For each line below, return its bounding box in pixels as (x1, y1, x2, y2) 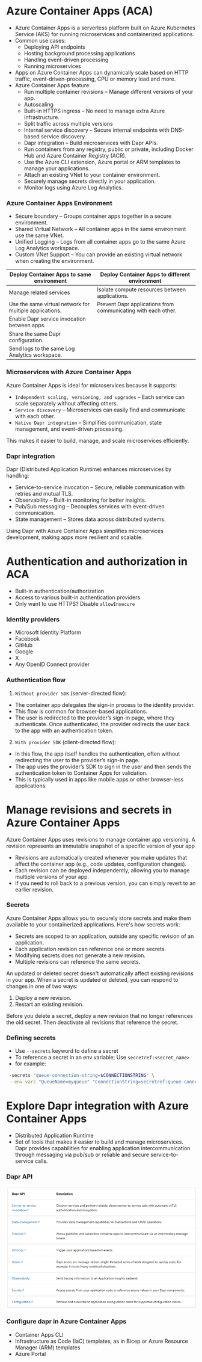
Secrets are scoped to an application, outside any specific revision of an (14, 932, 194, 940)
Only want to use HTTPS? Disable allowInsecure (14, 600, 135, 608)
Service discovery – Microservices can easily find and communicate (14, 406, 185, 413)
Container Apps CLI (14, 1331, 64, 1338)
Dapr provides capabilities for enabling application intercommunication (14, 1144, 191, 1151)
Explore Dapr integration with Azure (6, 1099, 189, 1113)
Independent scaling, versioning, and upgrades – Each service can (14, 393, 185, 401)
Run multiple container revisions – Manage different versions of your (23, 88, 194, 95)
